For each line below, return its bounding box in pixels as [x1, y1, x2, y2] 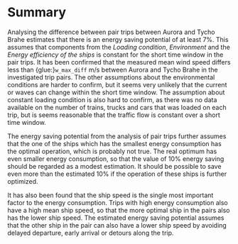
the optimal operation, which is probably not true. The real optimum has [7, 147, 217, 155]
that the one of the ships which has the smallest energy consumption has [7, 139, 222, 148]
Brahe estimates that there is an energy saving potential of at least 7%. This [7, 35, 229, 43]
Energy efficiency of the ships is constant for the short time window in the [7, 50, 224, 59]
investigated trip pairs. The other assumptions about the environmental [7, 72, 215, 82]
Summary [7, 4, 66, 21]
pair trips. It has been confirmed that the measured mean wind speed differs [7, 57, 231, 66]
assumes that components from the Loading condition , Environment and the [7, 43, 231, 51]
